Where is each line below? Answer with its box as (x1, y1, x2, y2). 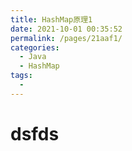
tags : (10, 71, 33, 81)
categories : (10, 42, 60, 53)
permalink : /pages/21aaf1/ (10, 33, 123, 43)
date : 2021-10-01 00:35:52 (10, 24, 123, 34)
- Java (19, 52, 47, 62)
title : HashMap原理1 (10, 14, 93, 25)
